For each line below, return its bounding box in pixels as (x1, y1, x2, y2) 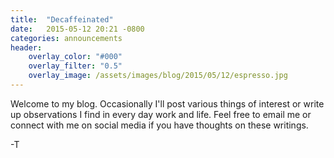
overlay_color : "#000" (28, 52, 123, 62)
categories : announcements (10, 33, 123, 43)
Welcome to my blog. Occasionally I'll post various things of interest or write (10, 97, 325, 110)
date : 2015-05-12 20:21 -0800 (10, 24, 145, 34)
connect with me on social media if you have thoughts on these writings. (10, 119, 309, 131)
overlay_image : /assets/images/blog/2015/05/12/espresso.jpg (28, 71, 288, 81)
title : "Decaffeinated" (10, 14, 114, 25)
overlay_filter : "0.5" (28, 61, 123, 71)
